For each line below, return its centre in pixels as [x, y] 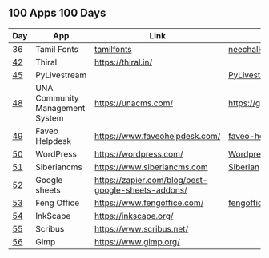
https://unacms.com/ [134, 103]
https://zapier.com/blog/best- [151, 180]
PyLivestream [61, 75]
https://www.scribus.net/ [142, 228]
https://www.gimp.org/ [137, 241]
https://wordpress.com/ [139, 153]
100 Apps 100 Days [57, 13]
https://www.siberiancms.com [151, 167]
